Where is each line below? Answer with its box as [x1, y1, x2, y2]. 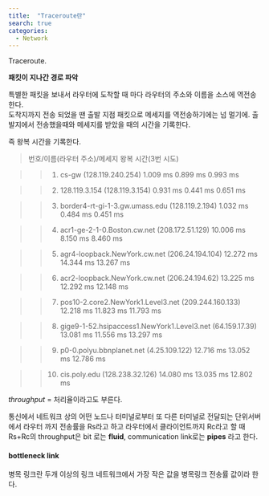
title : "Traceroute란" [8, 11, 87, 20]
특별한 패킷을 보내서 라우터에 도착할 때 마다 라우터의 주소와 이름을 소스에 [8, 90, 235, 100]
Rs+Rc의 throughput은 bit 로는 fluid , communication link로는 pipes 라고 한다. [8, 432, 259, 441]
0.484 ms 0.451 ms [59, 209, 124, 219]
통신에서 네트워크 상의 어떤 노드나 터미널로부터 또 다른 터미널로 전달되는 [8, 412, 234, 421]
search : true [8, 19, 52, 27]
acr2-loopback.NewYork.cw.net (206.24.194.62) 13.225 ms [59, 274, 255, 283]
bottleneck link [8, 450, 59, 460]
